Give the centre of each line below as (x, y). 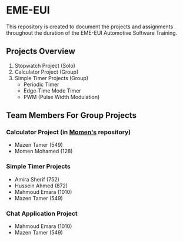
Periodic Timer (41, 84)
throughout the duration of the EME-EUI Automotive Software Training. (92, 32)
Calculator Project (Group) (46, 72)
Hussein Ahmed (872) (41, 186)
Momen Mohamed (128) (44, 151)
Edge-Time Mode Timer (52, 90)
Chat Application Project (42, 213)
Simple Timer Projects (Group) (51, 78)
